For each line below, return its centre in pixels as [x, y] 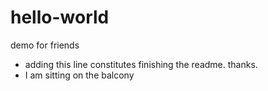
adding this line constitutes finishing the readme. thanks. [141, 64]
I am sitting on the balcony [79, 75]
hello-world [60, 17]
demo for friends [45, 45]
